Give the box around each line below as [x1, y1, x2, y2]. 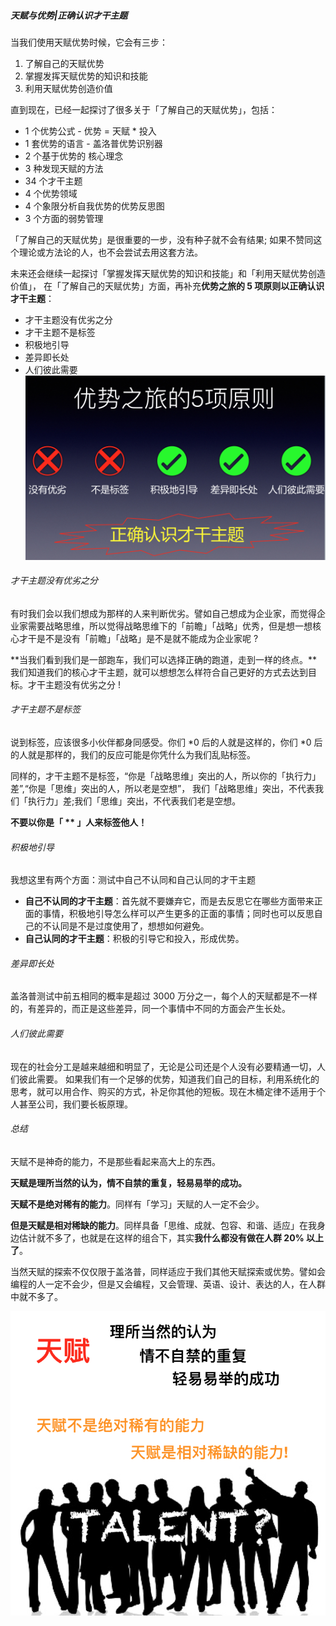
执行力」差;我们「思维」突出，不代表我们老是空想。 [27, 795, 242, 807]
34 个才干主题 [24, 175, 83, 187]
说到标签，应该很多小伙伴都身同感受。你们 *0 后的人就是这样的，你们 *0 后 [10, 736, 323, 749]
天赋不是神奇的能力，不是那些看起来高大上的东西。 [10, 1155, 221, 1167]
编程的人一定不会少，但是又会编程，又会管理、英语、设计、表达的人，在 [10, 1278, 308, 1290]
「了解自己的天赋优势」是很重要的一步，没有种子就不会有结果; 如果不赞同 [10, 233, 314, 245]
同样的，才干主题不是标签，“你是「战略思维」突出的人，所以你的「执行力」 [10, 770, 322, 782]
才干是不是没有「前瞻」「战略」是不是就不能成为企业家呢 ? [18, 632, 259, 644]
